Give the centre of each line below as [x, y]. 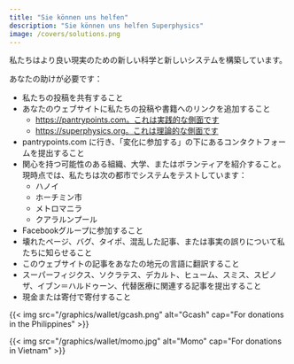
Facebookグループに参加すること [82, 230]
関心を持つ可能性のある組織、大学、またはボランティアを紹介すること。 [154, 164]
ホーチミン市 [58, 197]
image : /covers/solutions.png [65, 34]
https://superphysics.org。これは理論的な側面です [127, 131]
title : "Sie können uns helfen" [69, 17]
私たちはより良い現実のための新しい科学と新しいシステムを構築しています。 [148, 60]
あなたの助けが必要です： [56, 79]
